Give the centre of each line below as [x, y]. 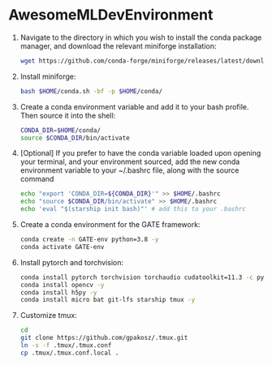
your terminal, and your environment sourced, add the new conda [130, 162]
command [37, 179]
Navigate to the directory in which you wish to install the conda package [141, 37]
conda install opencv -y [62, 285]
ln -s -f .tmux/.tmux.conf [66, 346]
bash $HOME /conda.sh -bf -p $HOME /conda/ [91, 91]
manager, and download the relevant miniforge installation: [118, 45]
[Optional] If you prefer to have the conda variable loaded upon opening [140, 153]
